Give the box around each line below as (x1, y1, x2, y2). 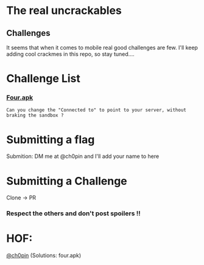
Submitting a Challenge (6, 174, 128, 188)
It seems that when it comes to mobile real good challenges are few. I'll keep (6, 44, 198, 51)
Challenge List (6, 72, 81, 86)
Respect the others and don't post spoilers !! (6, 209, 141, 218)
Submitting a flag (6, 132, 95, 146)
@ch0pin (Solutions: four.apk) (6, 252, 82, 259)
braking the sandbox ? (6, 112, 64, 119)
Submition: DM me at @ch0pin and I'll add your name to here (6, 153, 160, 160)
